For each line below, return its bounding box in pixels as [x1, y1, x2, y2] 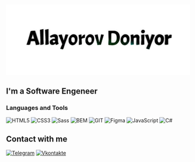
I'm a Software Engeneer [6, 87, 98, 96]
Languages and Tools [6, 104, 68, 112]
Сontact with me [6, 134, 68, 144]
